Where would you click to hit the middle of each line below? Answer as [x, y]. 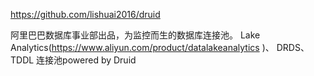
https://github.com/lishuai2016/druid [85, 14]
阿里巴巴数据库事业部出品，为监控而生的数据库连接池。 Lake [135, 35]
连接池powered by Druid [86, 60]
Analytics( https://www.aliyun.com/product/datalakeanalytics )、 [142, 47]
